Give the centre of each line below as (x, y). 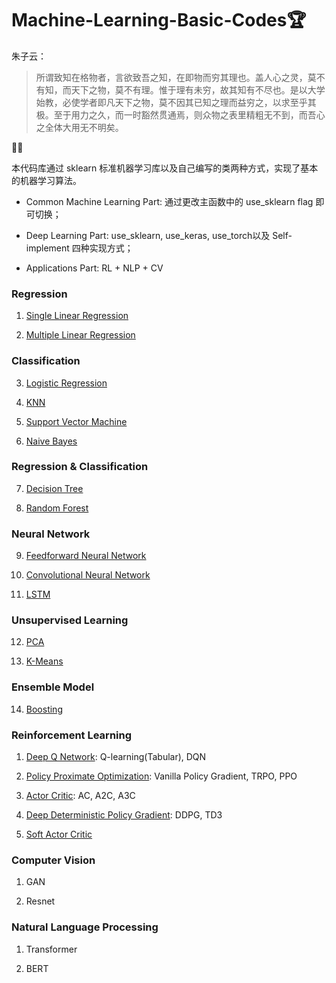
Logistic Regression (66, 383)
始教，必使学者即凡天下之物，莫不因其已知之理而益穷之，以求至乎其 (176, 102)
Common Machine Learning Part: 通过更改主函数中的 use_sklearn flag (169, 201)
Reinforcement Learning (72, 735)
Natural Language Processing (85, 927)
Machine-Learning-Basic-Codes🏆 (159, 20)
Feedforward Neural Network (86, 556)
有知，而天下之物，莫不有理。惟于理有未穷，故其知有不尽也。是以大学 (180, 89)
